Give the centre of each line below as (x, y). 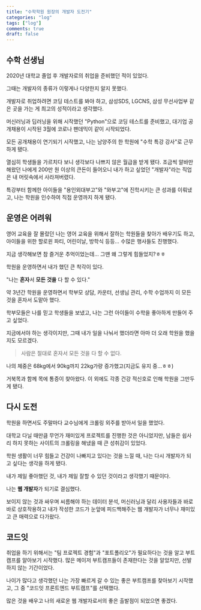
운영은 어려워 (29, 218)
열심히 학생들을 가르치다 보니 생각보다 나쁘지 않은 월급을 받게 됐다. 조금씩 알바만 (100, 162)
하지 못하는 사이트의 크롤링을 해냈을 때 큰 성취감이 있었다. (79, 443)
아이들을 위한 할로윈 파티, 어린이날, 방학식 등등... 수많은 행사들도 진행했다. (92, 241)
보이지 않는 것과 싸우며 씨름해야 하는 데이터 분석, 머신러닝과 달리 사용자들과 (94, 501)
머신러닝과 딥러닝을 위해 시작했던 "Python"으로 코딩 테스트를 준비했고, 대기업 (97, 121)
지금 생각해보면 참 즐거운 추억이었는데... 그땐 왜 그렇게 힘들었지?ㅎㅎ (86, 254)
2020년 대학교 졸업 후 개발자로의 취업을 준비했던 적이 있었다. (77, 75)
